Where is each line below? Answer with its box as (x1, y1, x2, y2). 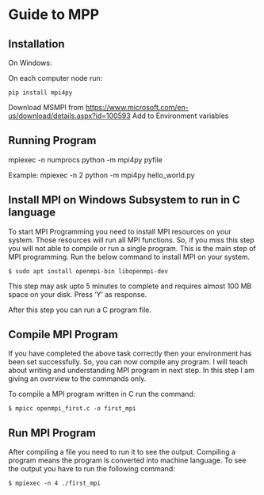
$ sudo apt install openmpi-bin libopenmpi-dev (8, 267, 169, 275)
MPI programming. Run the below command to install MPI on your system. (8, 252, 251, 261)
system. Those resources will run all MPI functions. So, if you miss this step (8, 235, 254, 245)
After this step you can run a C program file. (8, 305, 152, 314)
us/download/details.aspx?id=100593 (8, 111, 131, 120)
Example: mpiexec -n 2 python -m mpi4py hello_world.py (8, 170, 196, 180)
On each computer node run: (8, 74, 103, 82)
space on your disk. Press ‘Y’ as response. (8, 289, 147, 299)
